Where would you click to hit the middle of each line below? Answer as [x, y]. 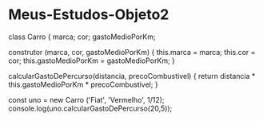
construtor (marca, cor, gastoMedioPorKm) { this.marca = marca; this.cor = [132, 52]
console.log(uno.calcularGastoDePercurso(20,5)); [90, 108]
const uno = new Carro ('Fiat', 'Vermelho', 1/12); [86, 100]
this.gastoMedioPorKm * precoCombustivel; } [83, 84]
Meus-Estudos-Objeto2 [89, 15]
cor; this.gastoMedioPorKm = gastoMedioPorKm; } [92, 60]
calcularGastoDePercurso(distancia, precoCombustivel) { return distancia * [132, 76]
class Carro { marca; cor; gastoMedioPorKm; [82, 37]
